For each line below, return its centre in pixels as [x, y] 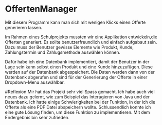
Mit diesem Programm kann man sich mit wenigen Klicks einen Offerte [75, 22]
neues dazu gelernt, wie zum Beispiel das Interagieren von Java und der [77, 97]
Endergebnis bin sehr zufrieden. [37, 117]
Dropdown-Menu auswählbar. [35, 82]
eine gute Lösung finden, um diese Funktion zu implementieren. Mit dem [78, 112]
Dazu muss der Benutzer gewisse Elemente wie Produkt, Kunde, [69, 47]
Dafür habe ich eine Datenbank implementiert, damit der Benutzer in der [77, 62]
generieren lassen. [24, 27]
